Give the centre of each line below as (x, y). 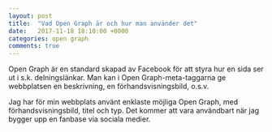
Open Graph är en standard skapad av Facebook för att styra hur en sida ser (136, 69)
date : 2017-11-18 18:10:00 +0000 (69, 31)
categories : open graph (49, 38)
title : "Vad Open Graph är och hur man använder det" (103, 23)
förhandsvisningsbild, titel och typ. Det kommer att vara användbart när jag (134, 111)
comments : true (34, 46)
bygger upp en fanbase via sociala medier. (80, 119)
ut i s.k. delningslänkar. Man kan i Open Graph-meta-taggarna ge (117, 78)
